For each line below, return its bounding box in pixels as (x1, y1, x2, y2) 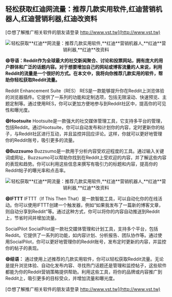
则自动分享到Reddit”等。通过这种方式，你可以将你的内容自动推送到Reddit (5, 208, 160, 214)
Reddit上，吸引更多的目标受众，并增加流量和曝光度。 (5, 275, 118, 281)
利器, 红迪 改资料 (48, 14, 98, 23)
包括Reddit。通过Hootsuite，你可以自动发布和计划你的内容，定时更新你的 (5, 124, 160, 130)
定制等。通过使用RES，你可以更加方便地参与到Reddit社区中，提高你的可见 (9, 100, 166, 106)
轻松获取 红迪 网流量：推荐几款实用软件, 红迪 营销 (5, 5, 156, 14)
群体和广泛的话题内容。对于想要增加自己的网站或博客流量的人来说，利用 (9, 64, 162, 70)
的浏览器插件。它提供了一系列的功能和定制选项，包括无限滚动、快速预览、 (5, 94, 162, 100)
